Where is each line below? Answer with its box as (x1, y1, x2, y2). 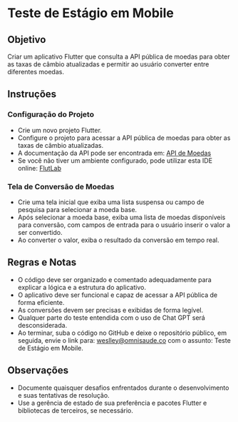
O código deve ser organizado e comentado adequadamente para (17, 275, 212, 283)
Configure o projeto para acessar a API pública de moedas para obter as (17, 134, 231, 142)
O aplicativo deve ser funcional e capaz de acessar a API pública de (17, 291, 218, 299)
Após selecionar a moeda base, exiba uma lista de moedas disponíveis (17, 213, 226, 221)
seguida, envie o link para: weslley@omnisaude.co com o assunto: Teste (17, 336, 232, 344)
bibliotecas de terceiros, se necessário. (17, 406, 134, 415)
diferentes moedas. (7, 68, 64, 76)
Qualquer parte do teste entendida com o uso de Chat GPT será (17, 313, 205, 322)
